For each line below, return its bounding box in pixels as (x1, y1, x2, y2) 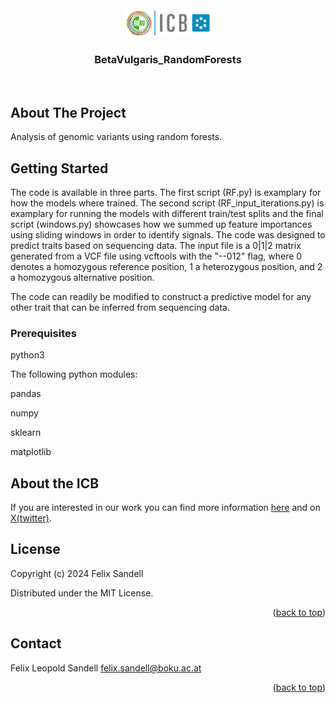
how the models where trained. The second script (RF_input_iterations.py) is (10, 197, 325, 209)
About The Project (10, 104, 127, 121)
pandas (10, 388, 42, 400)
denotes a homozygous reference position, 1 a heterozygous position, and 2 (10, 260, 323, 272)
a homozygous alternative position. (10, 271, 155, 283)
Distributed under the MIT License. (10, 587, 154, 599)
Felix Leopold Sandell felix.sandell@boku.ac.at (10, 662, 202, 674)
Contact (10, 635, 62, 652)
